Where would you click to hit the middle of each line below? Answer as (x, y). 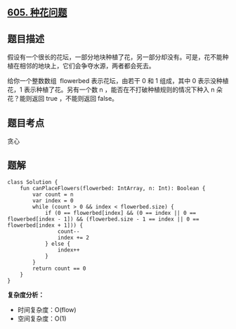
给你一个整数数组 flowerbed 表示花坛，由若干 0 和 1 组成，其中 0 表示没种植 (118, 81)
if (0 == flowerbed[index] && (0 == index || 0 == (120, 213)
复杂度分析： (26, 294)
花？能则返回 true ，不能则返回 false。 (63, 99)
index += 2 (73, 237)
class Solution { (33, 182)
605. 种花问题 (37, 13)
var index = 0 (53, 200)
